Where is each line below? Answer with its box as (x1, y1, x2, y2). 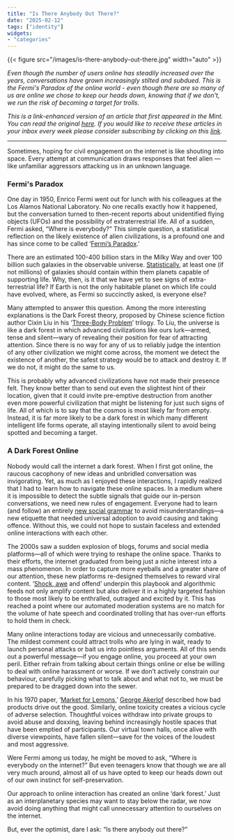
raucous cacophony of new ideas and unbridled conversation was (7, 469, 197, 478)
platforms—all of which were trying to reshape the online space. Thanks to (7, 550, 221, 558)
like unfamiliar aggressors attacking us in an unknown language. (7, 162, 192, 170)
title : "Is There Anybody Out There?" (7, 10, 120, 17)
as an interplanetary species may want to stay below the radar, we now (7, 797, 211, 805)
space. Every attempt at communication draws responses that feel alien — (7, 154, 221, 163)
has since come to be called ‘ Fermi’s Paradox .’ (7, 240, 140, 248)
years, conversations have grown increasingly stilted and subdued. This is (7, 76, 221, 84)
